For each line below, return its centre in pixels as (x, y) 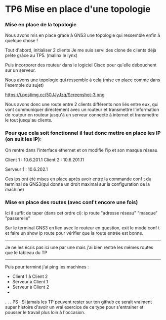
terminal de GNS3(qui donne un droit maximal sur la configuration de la (78, 184)
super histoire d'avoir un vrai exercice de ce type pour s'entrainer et (74, 307)
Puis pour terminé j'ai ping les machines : (47, 267)
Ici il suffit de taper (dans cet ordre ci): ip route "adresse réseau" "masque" (82, 213)
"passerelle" (18, 218)
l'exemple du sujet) (24, 85)
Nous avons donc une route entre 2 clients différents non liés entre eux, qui (82, 105)
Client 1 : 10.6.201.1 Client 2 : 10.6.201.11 (44, 160)
